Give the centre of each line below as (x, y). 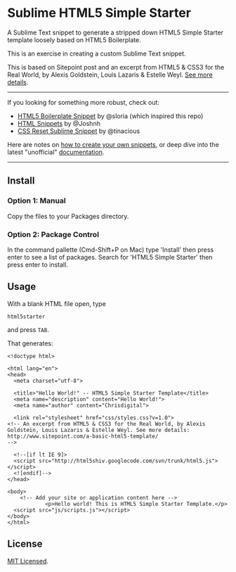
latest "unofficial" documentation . (56, 152)
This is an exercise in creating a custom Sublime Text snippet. (97, 53)
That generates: (31, 343)
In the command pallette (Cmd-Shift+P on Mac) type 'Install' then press (111, 249)
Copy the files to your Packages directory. (68, 216)
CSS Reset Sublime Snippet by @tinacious (79, 131)
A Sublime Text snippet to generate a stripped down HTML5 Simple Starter (115, 32)
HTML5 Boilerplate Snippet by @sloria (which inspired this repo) (110, 116)
